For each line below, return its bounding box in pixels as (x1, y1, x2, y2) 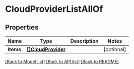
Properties (5, 23, 39, 32)
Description (70, 38, 99, 44)
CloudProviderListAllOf (5, 3, 103, 15)
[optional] (103, 46, 127, 53)
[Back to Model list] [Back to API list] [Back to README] (5, 59, 119, 65)
